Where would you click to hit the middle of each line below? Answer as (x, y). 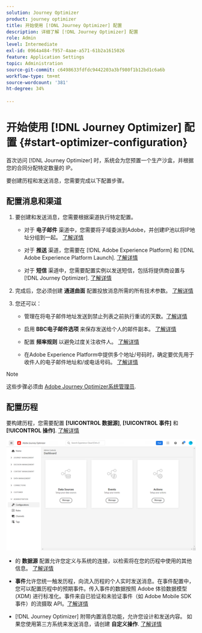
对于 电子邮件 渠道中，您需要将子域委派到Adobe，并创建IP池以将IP (107, 230)
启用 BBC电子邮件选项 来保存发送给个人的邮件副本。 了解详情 (100, 329)
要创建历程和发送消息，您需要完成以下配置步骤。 (67, 180)
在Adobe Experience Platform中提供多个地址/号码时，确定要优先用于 (109, 354)
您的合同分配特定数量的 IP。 (41, 168)
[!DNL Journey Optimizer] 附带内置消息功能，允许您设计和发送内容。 (100, 616)
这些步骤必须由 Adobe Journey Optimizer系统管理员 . (71, 386)
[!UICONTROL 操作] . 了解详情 (43, 430)
